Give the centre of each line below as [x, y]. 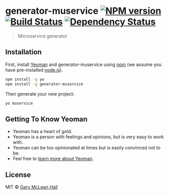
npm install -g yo [25, 79]
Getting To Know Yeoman [46, 119]
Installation [23, 52]
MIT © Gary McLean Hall [31, 187]
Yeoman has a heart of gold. [42, 132]
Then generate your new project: [40, 94]
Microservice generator [43, 36]
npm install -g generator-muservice [44, 84]
